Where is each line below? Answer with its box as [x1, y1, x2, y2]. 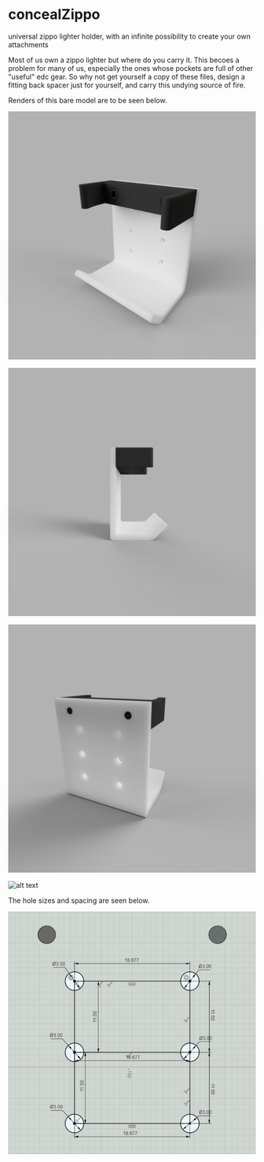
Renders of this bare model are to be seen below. [8, 95, 167, 105]
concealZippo [8, 6, 101, 24]
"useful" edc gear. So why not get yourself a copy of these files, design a [8, 72, 246, 81]
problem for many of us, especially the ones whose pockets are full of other [8, 63, 254, 72]
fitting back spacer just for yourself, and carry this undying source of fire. [8, 80, 246, 90]
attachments [8, 39, 49, 49]
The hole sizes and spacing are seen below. [8, 896, 150, 905]
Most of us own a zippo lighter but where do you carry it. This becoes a [8, 55, 240, 65]
